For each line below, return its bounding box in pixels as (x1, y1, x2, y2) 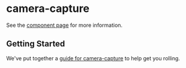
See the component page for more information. (6, 21, 123, 29)
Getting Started (6, 39, 65, 49)
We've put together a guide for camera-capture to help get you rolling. (6, 54, 180, 61)
